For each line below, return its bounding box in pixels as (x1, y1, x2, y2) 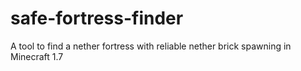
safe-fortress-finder (10, 7, 184, 30)
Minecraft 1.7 (10, 50, 64, 62)
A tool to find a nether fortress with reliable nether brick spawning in (10, 40, 292, 52)
